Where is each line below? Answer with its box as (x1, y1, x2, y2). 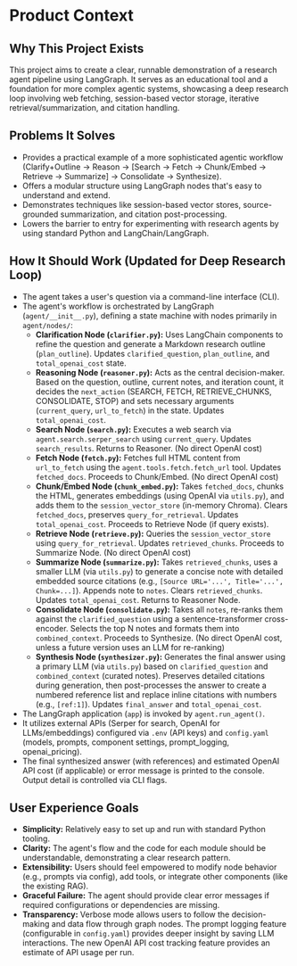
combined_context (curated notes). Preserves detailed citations (35, 670, 266, 681)
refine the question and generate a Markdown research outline (35, 338, 266, 349)
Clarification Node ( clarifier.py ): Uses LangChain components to (35, 329, 284, 340)
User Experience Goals (9, 800, 140, 816)
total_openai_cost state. (35, 358, 127, 368)
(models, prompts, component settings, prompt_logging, (21, 737, 230, 747)
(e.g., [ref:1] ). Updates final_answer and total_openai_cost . (35, 698, 262, 709)
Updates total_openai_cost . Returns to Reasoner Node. (35, 594, 241, 605)
